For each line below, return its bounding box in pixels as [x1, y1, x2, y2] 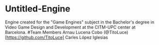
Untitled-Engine [5, 3, 70, 14]
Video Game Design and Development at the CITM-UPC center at [5, 24, 136, 30]
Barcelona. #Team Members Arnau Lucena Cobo [5, 29, 103, 35]
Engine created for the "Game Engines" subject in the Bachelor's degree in [5, 19, 155, 25]
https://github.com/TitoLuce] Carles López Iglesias [6, 34, 108, 40]
